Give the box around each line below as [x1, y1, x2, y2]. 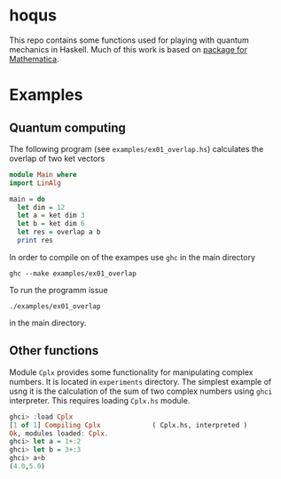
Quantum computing [9, 120, 126, 135]
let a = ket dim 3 [17, 211, 86, 220]
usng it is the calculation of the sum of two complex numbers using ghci [9, 386, 273, 396]
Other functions [9, 343, 99, 358]
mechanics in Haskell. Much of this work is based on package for [9, 44, 248, 54]
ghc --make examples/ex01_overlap [9, 268, 137, 278]
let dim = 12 [17, 203, 66, 212]
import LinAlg [9, 179, 62, 188]
